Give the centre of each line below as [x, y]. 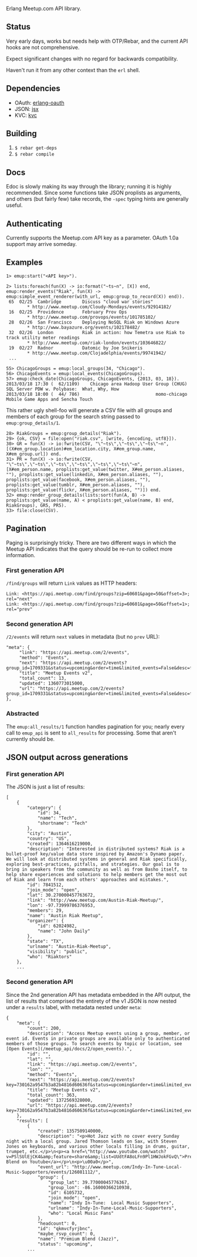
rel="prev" [19, 609]
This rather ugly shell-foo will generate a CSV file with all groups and [89, 410]
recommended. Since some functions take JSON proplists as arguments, [94, 193]
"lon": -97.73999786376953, [61, 906]
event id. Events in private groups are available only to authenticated [98, 1039]
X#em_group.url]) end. [34, 454]
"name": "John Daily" [64, 931]
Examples [24, 263]
